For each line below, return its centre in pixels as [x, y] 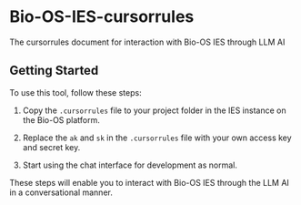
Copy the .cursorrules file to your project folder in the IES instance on [154, 110]
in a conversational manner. [61, 192]
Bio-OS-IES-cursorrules [102, 17]
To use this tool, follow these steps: [76, 92]
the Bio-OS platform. [61, 119]
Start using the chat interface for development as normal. [130, 165]
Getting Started [54, 71]
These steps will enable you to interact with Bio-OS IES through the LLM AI [149, 182]
